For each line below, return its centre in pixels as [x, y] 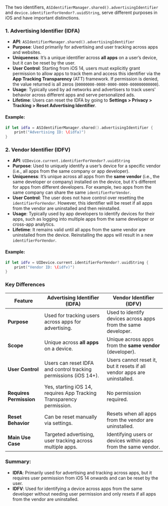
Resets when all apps [131, 413]
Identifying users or [129, 434]
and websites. [27, 53]
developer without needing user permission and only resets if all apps [84, 494]
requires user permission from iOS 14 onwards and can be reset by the [85, 478]
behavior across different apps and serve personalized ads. [74, 95]
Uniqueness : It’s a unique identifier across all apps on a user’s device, [85, 58]
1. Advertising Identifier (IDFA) [42, 31]
